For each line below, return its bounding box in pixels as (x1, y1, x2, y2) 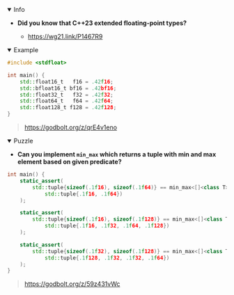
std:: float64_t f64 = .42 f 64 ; (19, 97, 114, 105)
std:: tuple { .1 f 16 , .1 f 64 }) (44, 190, 123, 198)
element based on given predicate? (17, 158, 122, 166)
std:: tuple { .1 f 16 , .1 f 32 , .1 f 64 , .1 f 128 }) (44, 223, 170, 230)
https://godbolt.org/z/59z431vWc (24, 280, 120, 288)
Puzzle (13, 137, 33, 145)
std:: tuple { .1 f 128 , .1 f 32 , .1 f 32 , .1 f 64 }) (44, 254, 170, 262)
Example (13, 46, 39, 54)
